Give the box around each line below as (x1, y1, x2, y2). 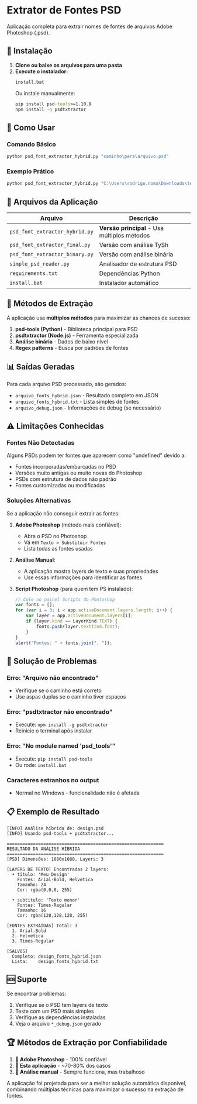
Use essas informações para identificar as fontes (23, 574, 143, 581)
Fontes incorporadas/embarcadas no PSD (15, 463, 116, 470)
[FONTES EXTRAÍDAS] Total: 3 (6, 923, 78, 928)
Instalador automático (99, 278, 160, 287)
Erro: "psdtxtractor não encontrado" (6, 708, 113, 716)
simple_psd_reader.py (9, 260, 70, 267)
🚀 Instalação (6, 46, 53, 56)
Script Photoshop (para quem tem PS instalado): (15, 585, 133, 592)
